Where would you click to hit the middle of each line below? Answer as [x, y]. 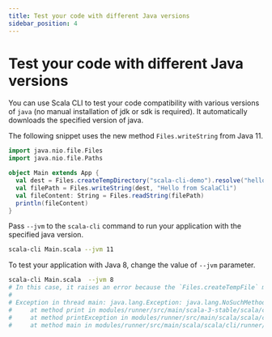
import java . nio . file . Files [56, 151]
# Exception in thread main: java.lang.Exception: [96, 302]
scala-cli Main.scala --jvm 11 [61, 250]
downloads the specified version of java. [76, 120]
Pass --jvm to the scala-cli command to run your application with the [125, 226]
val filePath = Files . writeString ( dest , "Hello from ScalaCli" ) [126, 188]
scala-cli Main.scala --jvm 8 [61, 280]
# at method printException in [68, 318]
